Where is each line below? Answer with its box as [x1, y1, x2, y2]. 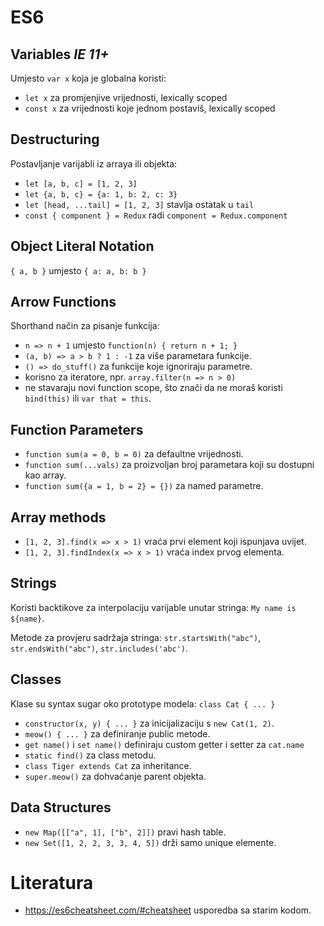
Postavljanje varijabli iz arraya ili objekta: [10, 157, 178, 170]
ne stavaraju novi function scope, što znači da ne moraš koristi [24, 382, 283, 394]
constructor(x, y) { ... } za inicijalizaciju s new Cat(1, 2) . [24, 717, 275, 729]
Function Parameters [10, 421, 144, 438]
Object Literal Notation [10, 238, 155, 255]
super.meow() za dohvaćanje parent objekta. [24, 770, 207, 782]
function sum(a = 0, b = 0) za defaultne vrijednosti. [24, 448, 244, 460]
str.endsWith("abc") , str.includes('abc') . [10, 642, 189, 654]
